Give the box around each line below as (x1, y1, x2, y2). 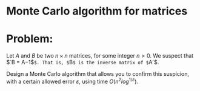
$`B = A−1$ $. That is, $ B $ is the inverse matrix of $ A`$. (6, 59, 159, 66)
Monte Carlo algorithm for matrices (6, 4, 188, 18)
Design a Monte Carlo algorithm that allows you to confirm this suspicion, (6, 70, 190, 78)
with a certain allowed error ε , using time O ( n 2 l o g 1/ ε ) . (6, 77, 138, 85)
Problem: (6, 32, 53, 46)
